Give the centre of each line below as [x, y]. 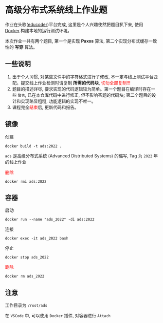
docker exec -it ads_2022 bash [37, 238]
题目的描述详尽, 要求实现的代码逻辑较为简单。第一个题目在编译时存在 [81, 89]
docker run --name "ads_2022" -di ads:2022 [50, 220]
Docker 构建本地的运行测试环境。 [38, 30]
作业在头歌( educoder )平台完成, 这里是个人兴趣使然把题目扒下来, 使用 [74, 24]
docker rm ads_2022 [25, 277]
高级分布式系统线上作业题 [56, 10]
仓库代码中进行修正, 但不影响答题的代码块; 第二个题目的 [96, 95]
